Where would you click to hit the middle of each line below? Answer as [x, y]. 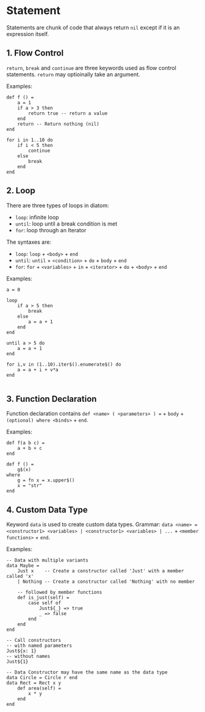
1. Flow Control [35, 53]
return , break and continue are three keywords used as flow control [92, 68]
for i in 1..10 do [30, 140]
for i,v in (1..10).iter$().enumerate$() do [64, 364]
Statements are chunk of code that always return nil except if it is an [93, 27]
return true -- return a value [68, 113]
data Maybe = [23, 566]
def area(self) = [39, 689]
